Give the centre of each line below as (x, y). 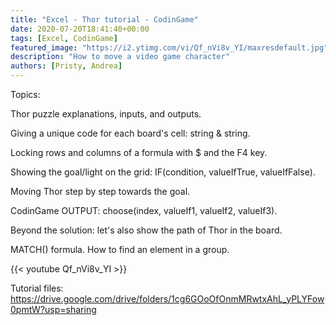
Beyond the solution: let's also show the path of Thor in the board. (146, 230)
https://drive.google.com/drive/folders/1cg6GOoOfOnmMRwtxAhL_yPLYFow (167, 299)
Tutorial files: (37, 288)
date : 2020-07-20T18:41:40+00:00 (80, 29)
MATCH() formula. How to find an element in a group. (120, 249)
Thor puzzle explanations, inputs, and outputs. (106, 114)
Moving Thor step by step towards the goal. (100, 191)
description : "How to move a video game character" (120, 57)
